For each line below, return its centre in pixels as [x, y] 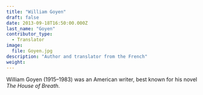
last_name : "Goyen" [31, 29]
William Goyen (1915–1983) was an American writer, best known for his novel [102, 79]
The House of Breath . [33, 85]
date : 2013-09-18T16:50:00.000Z [47, 23]
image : [15, 46]
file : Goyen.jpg [32, 51]
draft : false [23, 17]
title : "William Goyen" [36, 12]
